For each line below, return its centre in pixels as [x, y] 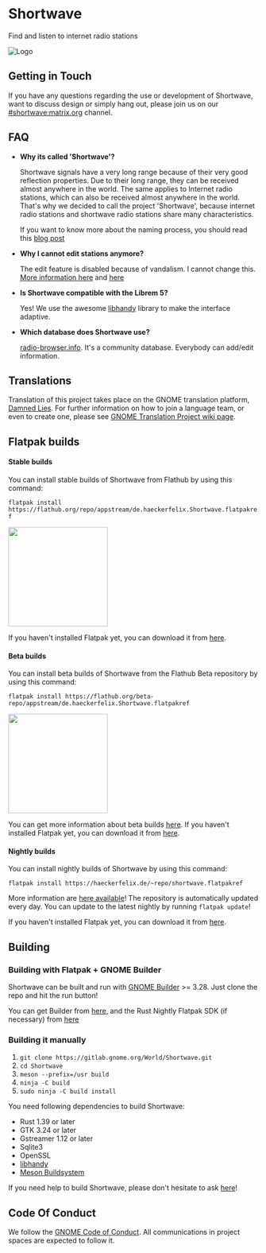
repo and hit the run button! [53, 995]
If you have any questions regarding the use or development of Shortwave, [131, 95]
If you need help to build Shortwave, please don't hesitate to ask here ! [123, 1188]
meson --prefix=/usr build [64, 1075]
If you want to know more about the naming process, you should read [133, 229]
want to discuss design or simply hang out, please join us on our [114, 103]
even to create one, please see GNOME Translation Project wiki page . [122, 417]
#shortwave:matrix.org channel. [60, 112]
